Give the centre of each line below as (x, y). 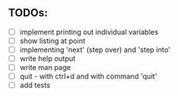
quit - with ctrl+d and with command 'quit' (88, 76)
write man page (45, 68)
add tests (35, 85)
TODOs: (28, 13)
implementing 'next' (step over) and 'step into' (95, 50)
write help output (47, 59)
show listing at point (52, 41)
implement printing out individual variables (89, 31)
